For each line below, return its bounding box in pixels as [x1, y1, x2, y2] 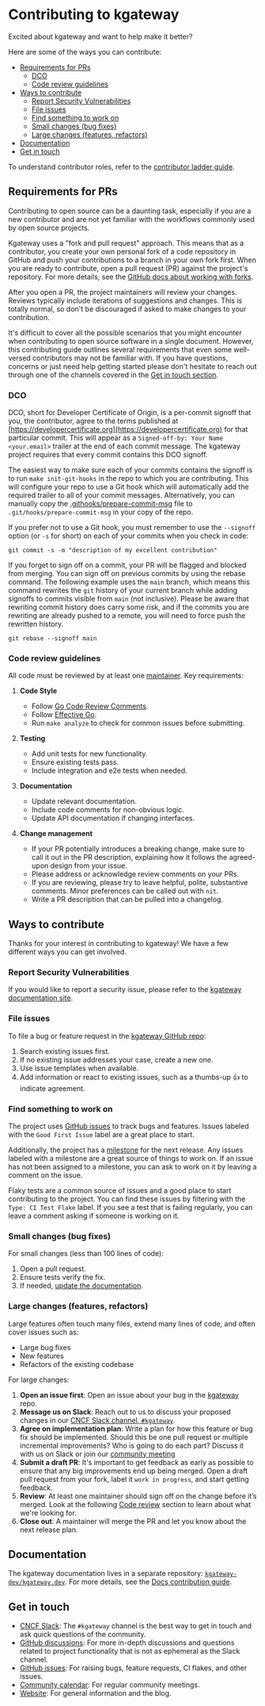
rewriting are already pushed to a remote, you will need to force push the [8, 611, 246, 620]
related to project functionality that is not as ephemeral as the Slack [19, 1647, 240, 1656]
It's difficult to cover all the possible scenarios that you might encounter [8, 327, 243, 338]
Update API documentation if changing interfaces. [31, 814, 195, 823]
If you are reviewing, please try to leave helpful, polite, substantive [31, 878, 248, 887]
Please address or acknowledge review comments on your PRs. [31, 869, 240, 879]
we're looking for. [19, 1508, 77, 1517]
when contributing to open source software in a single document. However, [8, 336, 254, 345]
